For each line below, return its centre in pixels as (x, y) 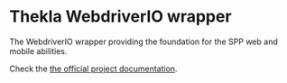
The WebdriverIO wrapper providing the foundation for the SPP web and (143, 41)
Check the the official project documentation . (93, 69)
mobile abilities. (38, 51)
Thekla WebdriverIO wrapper (120, 17)
